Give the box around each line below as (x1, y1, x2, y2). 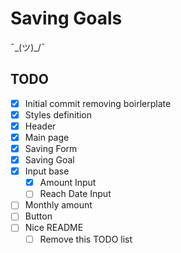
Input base (24, 165, 70, 177)
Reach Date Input (39, 188, 112, 200)
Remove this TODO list (39, 233, 133, 245)
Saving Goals (10, 7, 123, 30)
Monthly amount (24, 199, 93, 211)
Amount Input (39, 177, 97, 189)
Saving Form (24, 143, 78, 154)
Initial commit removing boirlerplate (24, 97, 172, 109)
